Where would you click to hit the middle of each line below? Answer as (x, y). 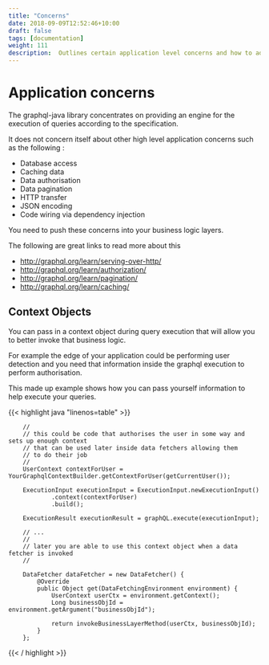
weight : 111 (28, 46)
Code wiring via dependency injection (82, 214)
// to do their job (55, 455)
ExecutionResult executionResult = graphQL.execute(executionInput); (141, 518)
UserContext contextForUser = (73, 469)
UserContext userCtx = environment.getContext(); (135, 595)
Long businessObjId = (87, 602)
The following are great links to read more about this (95, 245)
